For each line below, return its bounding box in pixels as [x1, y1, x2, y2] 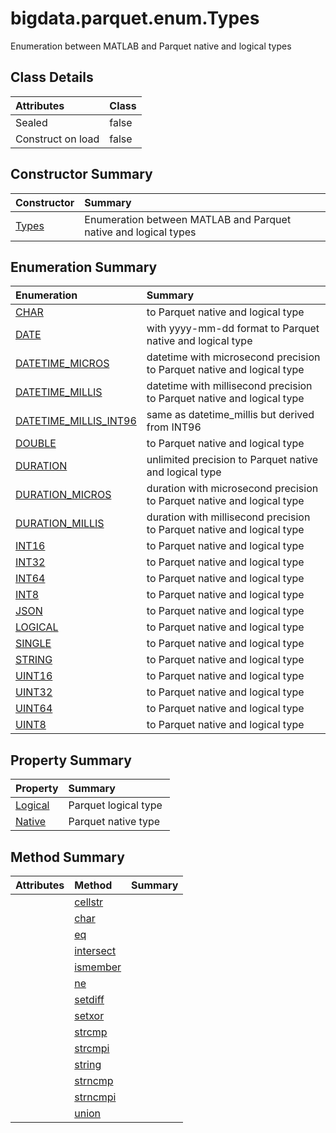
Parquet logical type [68, 798, 163, 812]
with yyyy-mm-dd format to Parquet [146, 322, 320, 336]
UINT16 [15, 669, 53, 683]
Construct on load [15, 132, 100, 146]
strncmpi [74, 1090, 117, 1104]
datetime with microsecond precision [146, 350, 321, 364]
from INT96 [146, 420, 202, 434]
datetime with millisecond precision [146, 379, 313, 393]
